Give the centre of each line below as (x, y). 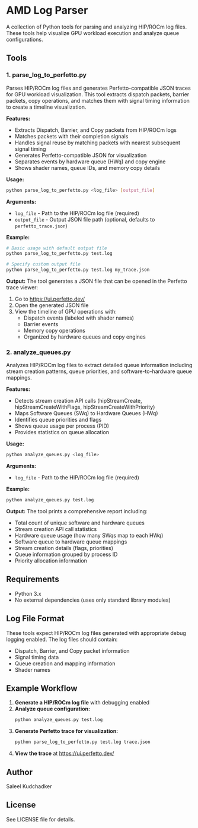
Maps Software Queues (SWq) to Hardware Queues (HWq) (86, 413)
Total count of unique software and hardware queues (80, 523)
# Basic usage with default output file (57, 248)
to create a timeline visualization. (46, 107)
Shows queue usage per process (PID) (62, 426)
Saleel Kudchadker (29, 786)
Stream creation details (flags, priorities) (64, 548)
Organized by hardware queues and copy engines (85, 337)
